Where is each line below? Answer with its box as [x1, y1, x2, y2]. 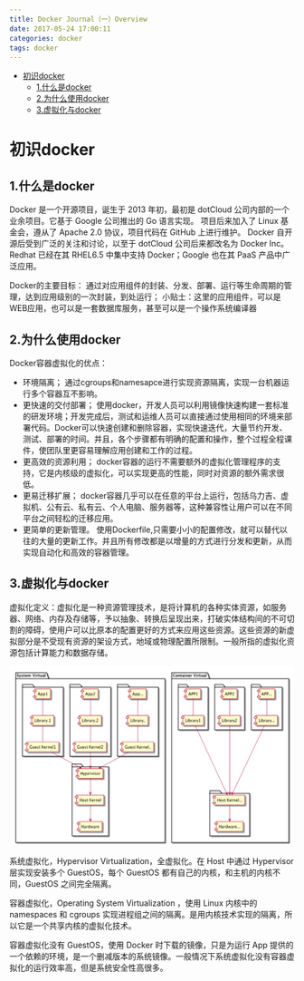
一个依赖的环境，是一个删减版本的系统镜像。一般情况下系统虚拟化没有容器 [9, 951, 287, 962]
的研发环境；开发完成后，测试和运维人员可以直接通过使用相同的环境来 [22, 411, 285, 422]
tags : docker [9, 44, 59, 53]
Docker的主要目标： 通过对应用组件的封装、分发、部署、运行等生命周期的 [9, 280, 285, 291]
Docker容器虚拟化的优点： [9, 358, 109, 369]
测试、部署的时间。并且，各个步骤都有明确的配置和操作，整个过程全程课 [22, 433, 292, 444]
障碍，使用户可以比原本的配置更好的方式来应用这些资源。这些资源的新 [24, 624, 287, 635]
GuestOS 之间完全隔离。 [24, 879, 117, 889]
